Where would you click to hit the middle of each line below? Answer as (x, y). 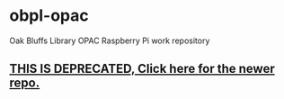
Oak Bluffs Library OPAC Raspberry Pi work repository (110, 40)
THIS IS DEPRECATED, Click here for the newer (142, 69)
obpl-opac (49, 16)
